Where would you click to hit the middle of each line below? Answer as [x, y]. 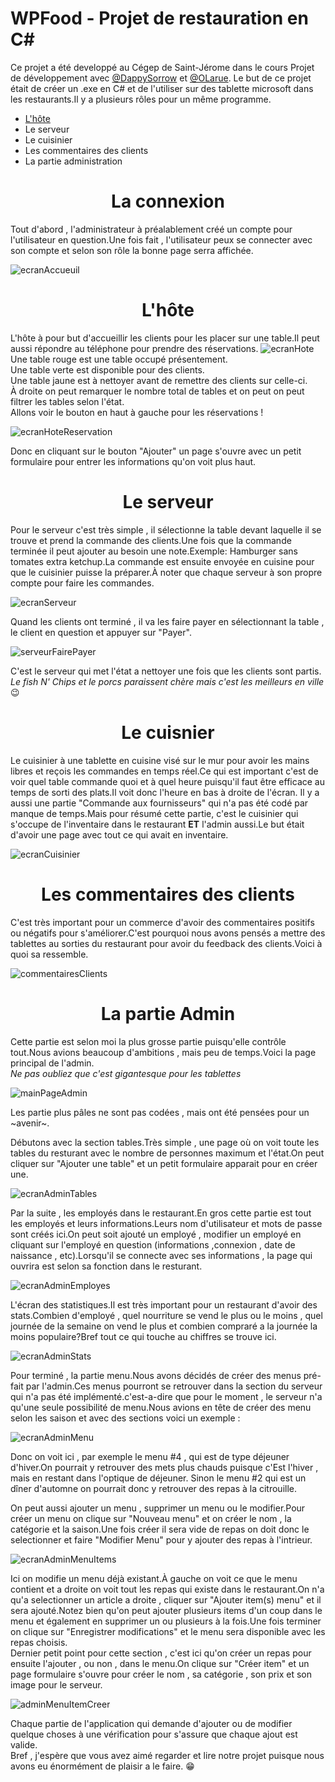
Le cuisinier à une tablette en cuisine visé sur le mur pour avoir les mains [160, 760]
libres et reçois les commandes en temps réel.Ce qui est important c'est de [164, 771]
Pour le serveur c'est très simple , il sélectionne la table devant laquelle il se [166, 529]
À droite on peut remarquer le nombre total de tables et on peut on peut [157, 391]
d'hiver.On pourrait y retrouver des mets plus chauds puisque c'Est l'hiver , [164, 1467]
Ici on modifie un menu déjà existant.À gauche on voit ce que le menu [154, 1578]
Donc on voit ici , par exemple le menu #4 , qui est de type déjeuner [150, 1456]
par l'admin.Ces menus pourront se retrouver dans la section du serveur [174, 1386]
